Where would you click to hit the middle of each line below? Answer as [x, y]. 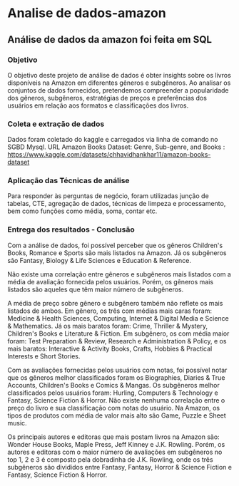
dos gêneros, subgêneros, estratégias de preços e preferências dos [107, 98]
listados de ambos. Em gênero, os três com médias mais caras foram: [110, 311]
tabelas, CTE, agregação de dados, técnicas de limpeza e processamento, [117, 204]
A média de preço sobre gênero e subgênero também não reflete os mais [115, 303]
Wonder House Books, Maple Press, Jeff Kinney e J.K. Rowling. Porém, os [116, 444]
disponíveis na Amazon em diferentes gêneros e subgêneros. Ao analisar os [119, 83]
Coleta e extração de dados [56, 124]
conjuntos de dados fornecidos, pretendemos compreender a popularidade [118, 90]
